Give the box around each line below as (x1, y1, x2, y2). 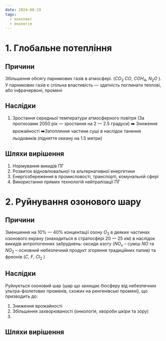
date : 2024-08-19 (5, 7, 41, 12)
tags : (5, 12, 16, 17)
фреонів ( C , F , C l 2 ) (5, 254, 45, 261)
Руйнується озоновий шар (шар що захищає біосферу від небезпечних (5, 282, 157, 289)
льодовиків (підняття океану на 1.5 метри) (12, 135, 103, 141)
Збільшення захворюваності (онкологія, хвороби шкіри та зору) (12, 308, 149, 314)
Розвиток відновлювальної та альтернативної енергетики (12, 168, 136, 174)
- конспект (9, 16, 32, 21)
